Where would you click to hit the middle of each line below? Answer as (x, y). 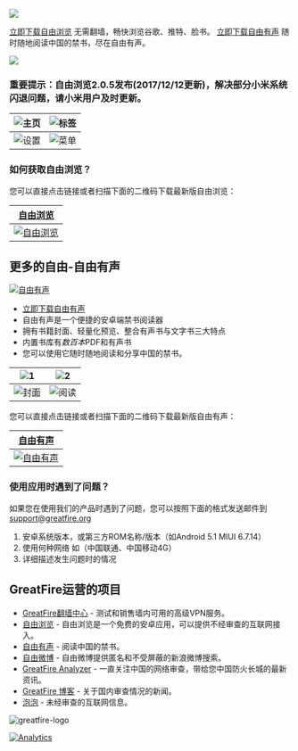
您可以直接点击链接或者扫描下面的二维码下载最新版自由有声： (123, 417)
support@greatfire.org (50, 518)
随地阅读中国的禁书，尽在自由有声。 (83, 43)
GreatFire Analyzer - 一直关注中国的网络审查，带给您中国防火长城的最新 (154, 668)
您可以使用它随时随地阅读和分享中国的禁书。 (104, 353)
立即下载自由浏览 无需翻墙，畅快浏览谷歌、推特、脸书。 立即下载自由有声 (144, 32)
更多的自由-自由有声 (65, 266)
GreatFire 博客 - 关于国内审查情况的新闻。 (99, 690)
